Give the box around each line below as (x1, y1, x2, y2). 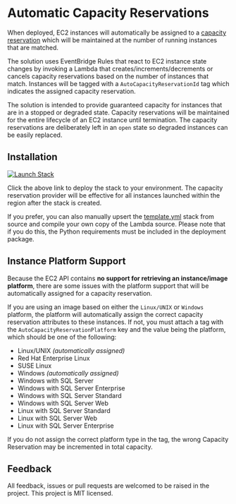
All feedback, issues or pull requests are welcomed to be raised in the (7, 481, 210, 490)
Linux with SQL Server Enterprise (17, 421, 114, 430)
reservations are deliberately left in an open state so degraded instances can (7, 123, 228, 131)
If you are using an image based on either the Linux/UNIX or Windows (7, 302, 204, 311)
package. (7, 234, 35, 243)
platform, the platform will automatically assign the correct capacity (7, 310, 204, 318)
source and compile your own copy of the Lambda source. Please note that (7, 220, 225, 228)
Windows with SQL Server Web (17, 399, 109, 407)
